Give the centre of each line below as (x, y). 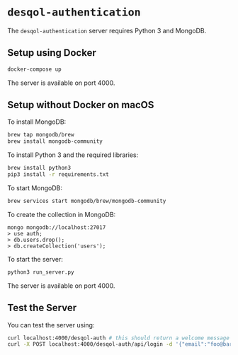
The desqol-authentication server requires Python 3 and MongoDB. (107, 30)
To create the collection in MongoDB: (62, 214)
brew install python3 (39, 168)
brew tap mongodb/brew (41, 135)
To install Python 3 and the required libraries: (73, 155)
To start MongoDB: (35, 188)
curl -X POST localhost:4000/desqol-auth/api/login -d (90, 344)
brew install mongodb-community (55, 141)
